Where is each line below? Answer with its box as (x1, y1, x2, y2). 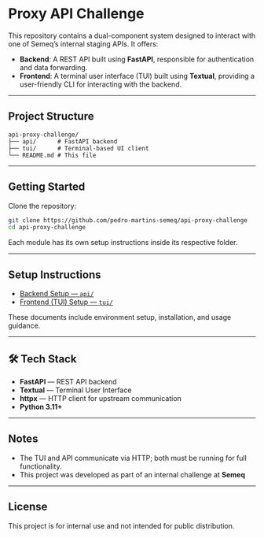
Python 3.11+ (19, 402, 63, 411)
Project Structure (8, 109, 94, 123)
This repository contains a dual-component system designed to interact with (8, 31, 256, 40)
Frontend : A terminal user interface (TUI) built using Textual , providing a (19, 71, 255, 80)
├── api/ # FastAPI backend (8, 137, 118, 146)
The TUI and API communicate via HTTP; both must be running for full (19, 453, 247, 462)
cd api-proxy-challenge (8, 224, 86, 232)
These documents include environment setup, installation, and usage (8, 313, 232, 322)
